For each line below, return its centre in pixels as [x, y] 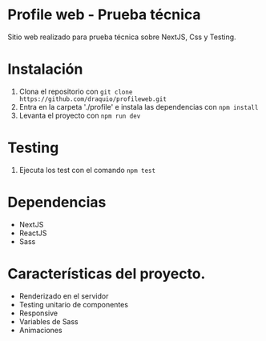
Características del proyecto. [107, 273]
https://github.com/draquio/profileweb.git [93, 99]
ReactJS [33, 233]
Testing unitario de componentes [74, 304]
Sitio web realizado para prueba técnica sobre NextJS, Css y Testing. [122, 37]
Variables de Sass [49, 321]
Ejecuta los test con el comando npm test [87, 170]
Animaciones [40, 330]
